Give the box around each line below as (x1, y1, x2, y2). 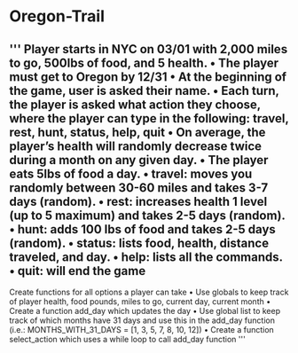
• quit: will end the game (9, 263, 146, 278)
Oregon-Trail (9, 6, 105, 27)
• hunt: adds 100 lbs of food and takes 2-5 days (9, 222, 277, 237)
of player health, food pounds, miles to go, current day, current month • (9, 296, 271, 307)
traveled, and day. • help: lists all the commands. (9, 249, 283, 264)
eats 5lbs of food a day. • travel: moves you (9, 166, 253, 181)
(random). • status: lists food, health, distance (9, 235, 269, 250)
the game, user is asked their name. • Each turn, (9, 82, 279, 98)
